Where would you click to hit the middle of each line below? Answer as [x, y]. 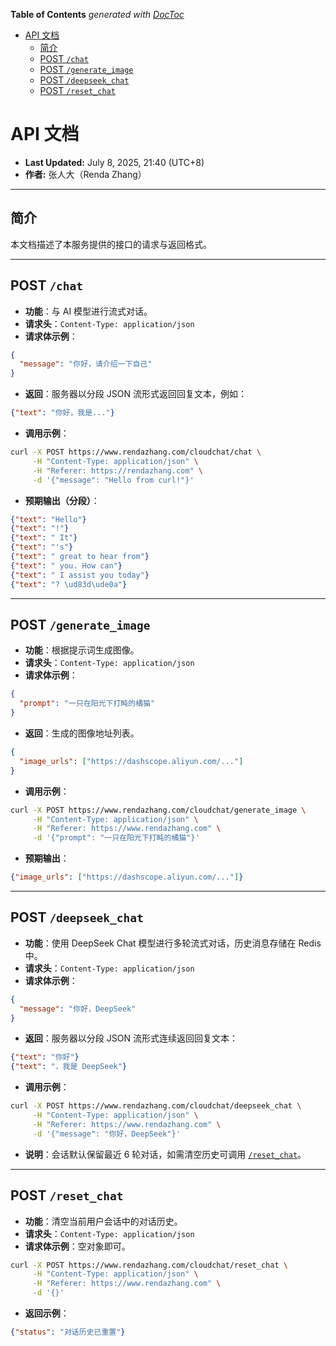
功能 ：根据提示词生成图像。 [82, 650]
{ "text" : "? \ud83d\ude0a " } [69, 584]
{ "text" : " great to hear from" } [80, 557]
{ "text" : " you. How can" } [66, 565]
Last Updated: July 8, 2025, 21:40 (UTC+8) [114, 162]
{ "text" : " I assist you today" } [80, 575]
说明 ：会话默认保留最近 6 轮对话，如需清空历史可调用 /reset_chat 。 [165, 1154]
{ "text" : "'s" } [42, 547]
